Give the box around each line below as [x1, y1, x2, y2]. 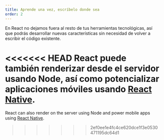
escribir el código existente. [5, 35, 61, 41]
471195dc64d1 [90, 130, 119, 136]
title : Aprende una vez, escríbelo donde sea [5, 7, 99, 12]
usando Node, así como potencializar [5, 73, 160, 84]
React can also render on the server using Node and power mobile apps [5, 110, 150, 116]
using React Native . [5, 115, 45, 121]
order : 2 [5, 12, 23, 17]
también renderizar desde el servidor [5, 63, 160, 74]
